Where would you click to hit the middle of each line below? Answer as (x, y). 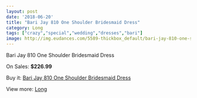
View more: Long (27, 89)
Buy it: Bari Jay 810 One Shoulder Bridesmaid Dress (69, 78)
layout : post (22, 11)
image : (14, 38)
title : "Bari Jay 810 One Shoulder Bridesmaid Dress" (73, 22)
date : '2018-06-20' (30, 17)
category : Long (25, 28)
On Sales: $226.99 (29, 66)
